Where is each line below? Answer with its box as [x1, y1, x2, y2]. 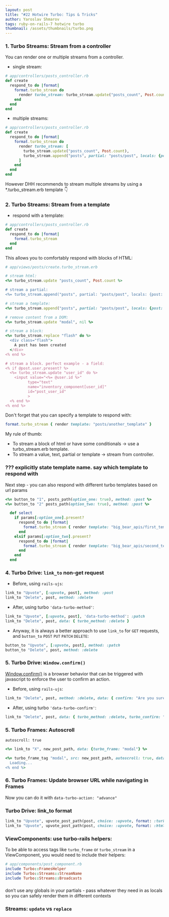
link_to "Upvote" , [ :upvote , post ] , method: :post [5, 591, 114, 596]
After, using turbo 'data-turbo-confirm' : [12, 705, 97, 711]
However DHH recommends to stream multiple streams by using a [5, 181, 142, 187]
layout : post [5, 7, 33, 13]
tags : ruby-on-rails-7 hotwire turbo [5, 21, 84, 27]
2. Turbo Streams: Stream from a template [5, 201, 110, 208]
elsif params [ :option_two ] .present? [14, 534, 92, 539]
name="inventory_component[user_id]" [27, 384, 107, 390]
